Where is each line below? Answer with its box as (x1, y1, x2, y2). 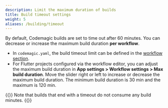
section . (12, 56, 30, 62)
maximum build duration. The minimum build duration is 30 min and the (12, 77, 161, 83)
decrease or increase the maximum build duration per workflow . (5, 41, 140, 47)
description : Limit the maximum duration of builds (5, 7, 116, 13)
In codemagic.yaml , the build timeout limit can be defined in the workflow (12, 50, 163, 56)
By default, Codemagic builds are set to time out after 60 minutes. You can (5, 35, 160, 41)
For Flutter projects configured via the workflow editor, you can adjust (12, 61, 158, 67)
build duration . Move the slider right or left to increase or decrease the (12, 71, 160, 78)
